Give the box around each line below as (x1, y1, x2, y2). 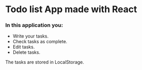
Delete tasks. (12, 49, 41, 55)
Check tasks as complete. (12, 39, 67, 45)
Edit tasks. (12, 44, 35, 50)
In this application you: (5, 22, 63, 29)
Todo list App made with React (5, 4, 137, 15)
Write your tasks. (12, 33, 49, 39)
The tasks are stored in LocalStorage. (5, 59, 84, 65)
